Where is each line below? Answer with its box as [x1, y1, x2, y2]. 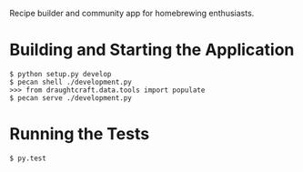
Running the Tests [9, 124, 150, 145]
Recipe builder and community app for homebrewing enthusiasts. [9, 8, 255, 18]
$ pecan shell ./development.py [9, 77, 132, 86]
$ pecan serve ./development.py [9, 93, 132, 103]
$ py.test [9, 154, 47, 163]
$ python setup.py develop [9, 69, 112, 78]
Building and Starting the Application [9, 40, 295, 60]
